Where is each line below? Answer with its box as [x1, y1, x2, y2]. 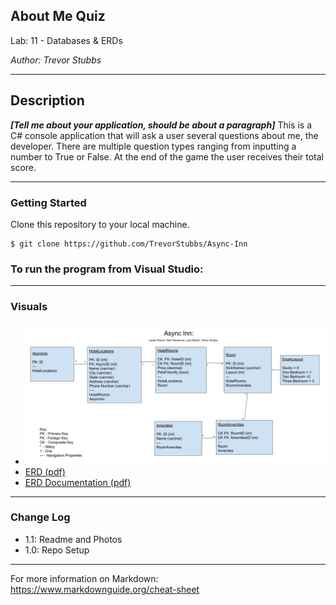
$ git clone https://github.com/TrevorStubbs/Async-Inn [10, 239, 248, 249]
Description [10, 92, 85, 109]
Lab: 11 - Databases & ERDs [10, 34, 123, 46]
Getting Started [10, 195, 87, 209]
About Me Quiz [10, 8, 106, 25]
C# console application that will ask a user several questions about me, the [10, 129, 319, 141]
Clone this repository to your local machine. [10, 218, 190, 230]
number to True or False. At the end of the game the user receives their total [10, 150, 324, 163]
